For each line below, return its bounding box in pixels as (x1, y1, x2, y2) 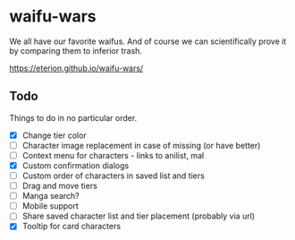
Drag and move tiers (21, 181, 98, 192)
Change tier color (21, 130, 87, 141)
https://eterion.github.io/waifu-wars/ (9, 63, 144, 73)
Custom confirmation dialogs (21, 159, 130, 171)
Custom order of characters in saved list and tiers (21, 170, 206, 181)
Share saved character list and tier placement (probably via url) (21, 210, 256, 221)
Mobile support (21, 201, 79, 211)
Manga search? (21, 191, 80, 201)
